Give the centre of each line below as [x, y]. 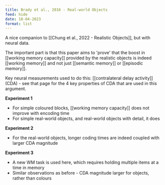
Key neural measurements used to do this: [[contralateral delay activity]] [79, 78]
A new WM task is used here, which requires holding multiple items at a [85, 163]
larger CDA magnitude [35, 143]
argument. [16, 89]
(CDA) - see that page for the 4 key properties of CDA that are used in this [81, 84]
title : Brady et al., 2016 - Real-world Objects [56, 10]
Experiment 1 [19, 98]
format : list [19, 24]
